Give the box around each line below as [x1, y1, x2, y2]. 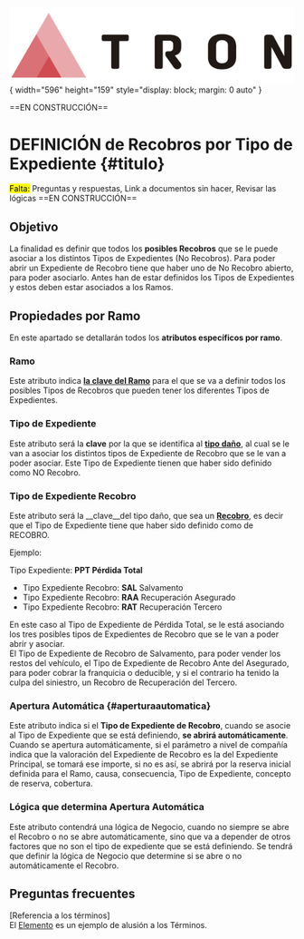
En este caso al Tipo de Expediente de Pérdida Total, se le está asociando [9, 619, 285, 630]
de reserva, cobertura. [9, 778, 93, 789]
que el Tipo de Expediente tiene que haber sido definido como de [9, 520, 253, 531]
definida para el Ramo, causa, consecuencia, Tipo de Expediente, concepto [9, 768, 291, 779]
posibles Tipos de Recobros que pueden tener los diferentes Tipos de [9, 385, 270, 396]
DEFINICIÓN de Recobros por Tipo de [9, 134, 293, 154]
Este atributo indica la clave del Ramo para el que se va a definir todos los [9, 376, 287, 386]
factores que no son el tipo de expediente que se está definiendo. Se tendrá [9, 840, 293, 851]
